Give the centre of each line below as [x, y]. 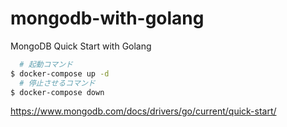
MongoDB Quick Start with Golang [81, 46]
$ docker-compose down [57, 92]
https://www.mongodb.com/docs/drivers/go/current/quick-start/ [143, 111]
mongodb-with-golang [107, 18]
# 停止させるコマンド [57, 83]
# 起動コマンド [46, 64]
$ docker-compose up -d [60, 73]
